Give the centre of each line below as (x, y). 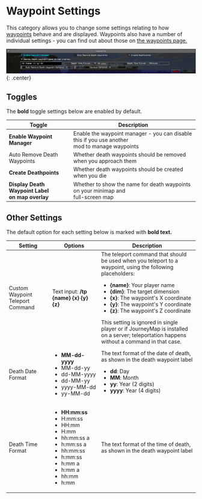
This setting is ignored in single (140, 322)
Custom (18, 288)
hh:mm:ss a (75, 438)
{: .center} (19, 78)
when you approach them (105, 161)
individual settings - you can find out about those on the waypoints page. (97, 40)
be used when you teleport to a (140, 261)
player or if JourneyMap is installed (145, 329)
